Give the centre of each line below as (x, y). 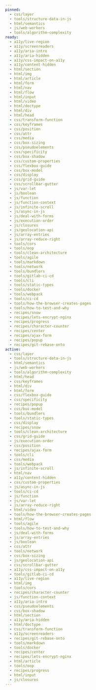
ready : (12, 38)
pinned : (13, 10)
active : (13, 349)
